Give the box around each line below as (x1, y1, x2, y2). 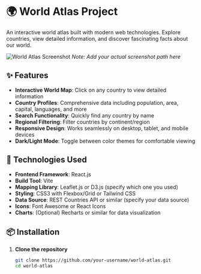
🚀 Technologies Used (6, 155, 87, 165)
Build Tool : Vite (14, 177, 53, 184)
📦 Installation (6, 227, 60, 237)
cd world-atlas (14, 263, 53, 269)
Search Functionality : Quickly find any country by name (14, 112, 155, 119)
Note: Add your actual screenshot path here (71, 53, 181, 60)
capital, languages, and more (14, 106, 87, 113)
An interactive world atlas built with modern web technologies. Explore (6, 28, 181, 36)
